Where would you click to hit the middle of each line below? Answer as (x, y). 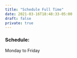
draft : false (18, 18)
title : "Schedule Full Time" (34, 9)
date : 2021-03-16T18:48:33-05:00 (39, 14)
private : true (19, 23)
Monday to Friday (23, 50)
